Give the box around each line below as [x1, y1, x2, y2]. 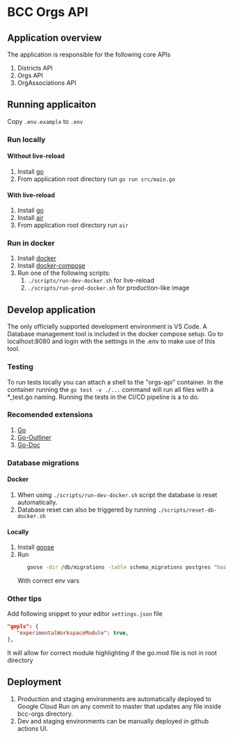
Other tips [7, 593, 42, 603]
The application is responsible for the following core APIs [7, 50, 171, 58]
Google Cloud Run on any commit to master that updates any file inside [17, 702, 222, 710]
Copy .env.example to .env [7, 117, 83, 125]
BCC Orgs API [7, 4, 88, 20]
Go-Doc [17, 440, 40, 449]
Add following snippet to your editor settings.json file [7, 610, 163, 618]
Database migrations [7, 457, 80, 467]
